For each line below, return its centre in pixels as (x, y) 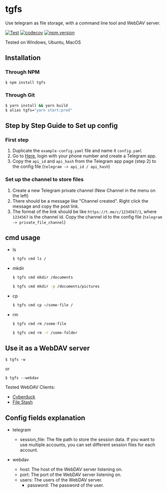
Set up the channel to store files (44, 179)
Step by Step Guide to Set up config (62, 125)
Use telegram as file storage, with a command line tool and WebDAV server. (83, 23)
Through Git (20, 95)
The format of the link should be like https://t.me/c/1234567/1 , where (84, 211)
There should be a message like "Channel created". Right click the (80, 201)
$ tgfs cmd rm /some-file (39, 324)
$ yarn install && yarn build (37, 106)
